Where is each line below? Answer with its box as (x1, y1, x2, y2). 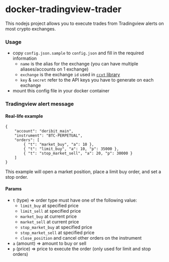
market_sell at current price (20, 218, 79, 224)
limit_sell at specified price (20, 208, 81, 214)
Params (5, 185, 22, 191)
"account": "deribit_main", (14, 128, 74, 134)
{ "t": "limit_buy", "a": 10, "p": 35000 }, (23, 146, 119, 152)
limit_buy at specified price (20, 202, 79, 209)
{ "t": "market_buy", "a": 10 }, (23, 142, 94, 147)
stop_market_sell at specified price (20, 230, 95, 236)
